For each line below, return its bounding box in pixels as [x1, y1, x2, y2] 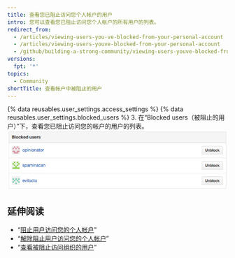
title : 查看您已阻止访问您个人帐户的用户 [7, 11, 113, 18]
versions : [7, 56, 36, 63]
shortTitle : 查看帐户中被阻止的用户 [7, 85, 103, 92]
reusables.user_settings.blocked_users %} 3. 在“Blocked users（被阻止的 [7, 113, 219, 122]
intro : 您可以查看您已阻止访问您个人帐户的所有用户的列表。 [7, 18, 159, 26]
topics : [7, 70, 30, 77]
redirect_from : [7, 26, 52, 33]
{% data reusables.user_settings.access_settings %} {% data [7, 105, 184, 113]
